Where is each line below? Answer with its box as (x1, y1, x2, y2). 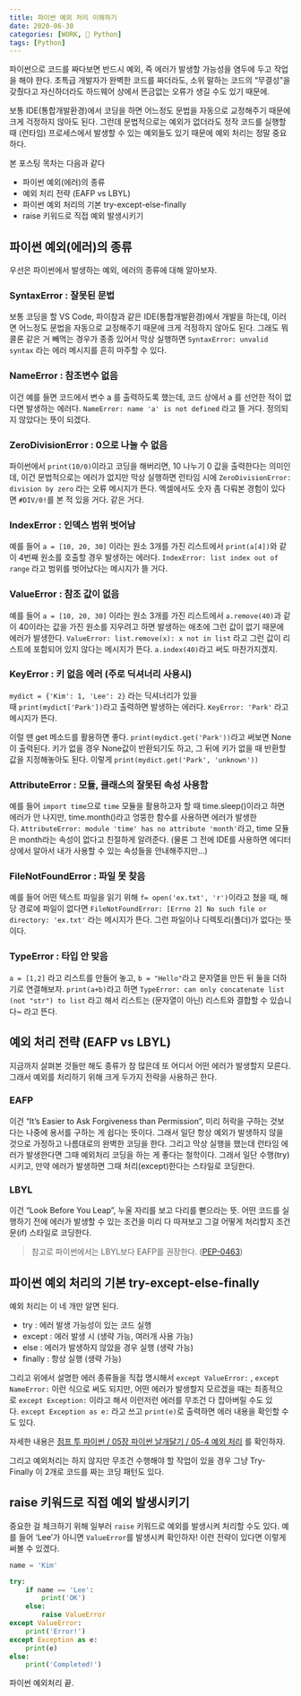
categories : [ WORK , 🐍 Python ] (9, 30, 123, 39)
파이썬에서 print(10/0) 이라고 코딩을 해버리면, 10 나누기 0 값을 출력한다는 (9, 461, 267, 471)
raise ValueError (41, 1610, 106, 1620)
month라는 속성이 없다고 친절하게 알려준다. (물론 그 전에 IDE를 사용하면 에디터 (18, 834, 291, 845)
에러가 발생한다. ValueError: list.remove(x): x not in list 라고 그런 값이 (9, 633, 281, 643)
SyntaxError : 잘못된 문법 (9, 288, 115, 301)
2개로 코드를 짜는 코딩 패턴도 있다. (44, 1466, 164, 1476)
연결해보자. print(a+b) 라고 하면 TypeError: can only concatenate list (25, 983, 285, 994)
